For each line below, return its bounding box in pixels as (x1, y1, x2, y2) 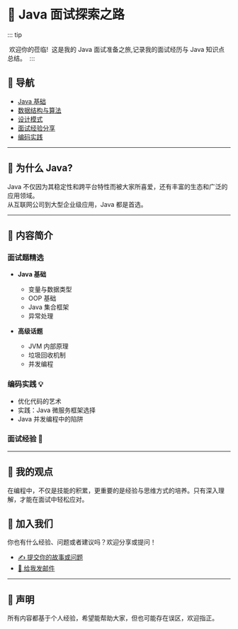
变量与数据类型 (28, 285, 72, 294)
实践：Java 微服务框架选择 (17, 406, 96, 414)
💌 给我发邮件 (17, 564, 55, 573)
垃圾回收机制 (28, 351, 66, 360)
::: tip (7, 30, 23, 39)
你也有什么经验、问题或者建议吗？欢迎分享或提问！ (7, 538, 157, 547)
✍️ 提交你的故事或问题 (17, 553, 84, 561)
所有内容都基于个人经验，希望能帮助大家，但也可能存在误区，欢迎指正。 (7, 614, 218, 623)
